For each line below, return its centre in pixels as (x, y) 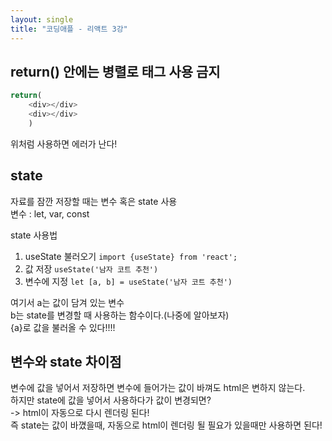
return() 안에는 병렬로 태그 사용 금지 (115, 71)
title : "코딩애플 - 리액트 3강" (69, 29)
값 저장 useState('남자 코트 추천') (91, 268)
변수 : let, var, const (50, 213)
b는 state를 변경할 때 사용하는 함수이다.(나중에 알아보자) (120, 315)
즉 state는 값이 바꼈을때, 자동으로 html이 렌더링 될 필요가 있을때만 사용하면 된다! (166, 425)
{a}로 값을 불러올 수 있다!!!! (63, 327)
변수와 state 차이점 (66, 362)
